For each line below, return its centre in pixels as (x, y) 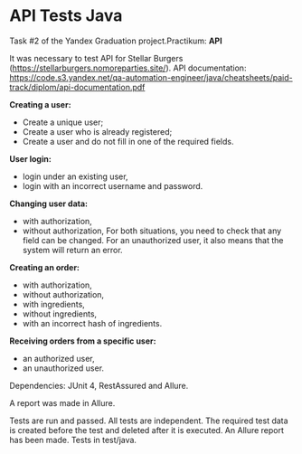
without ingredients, (60, 314)
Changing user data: (49, 203)
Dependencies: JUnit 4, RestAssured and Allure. (99, 385)
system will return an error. (73, 250)
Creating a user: (40, 104)
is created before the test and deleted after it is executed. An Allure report (147, 430)
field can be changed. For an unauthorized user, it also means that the (153, 240)
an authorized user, (58, 358)
